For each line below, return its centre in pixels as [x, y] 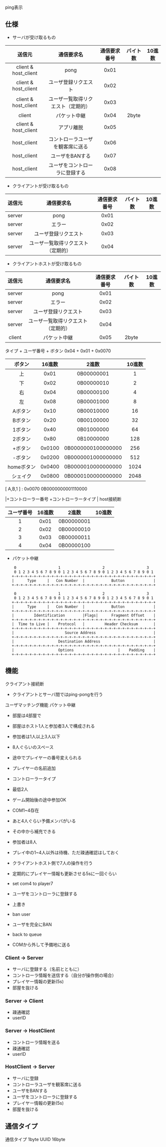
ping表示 [14, 7]
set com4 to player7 [33, 883]
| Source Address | [83, 633]
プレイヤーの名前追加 [34, 768]
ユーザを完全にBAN [32, 924]
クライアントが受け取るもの [41, 186]
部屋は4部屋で [27, 715]
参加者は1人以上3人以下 [36, 736]
